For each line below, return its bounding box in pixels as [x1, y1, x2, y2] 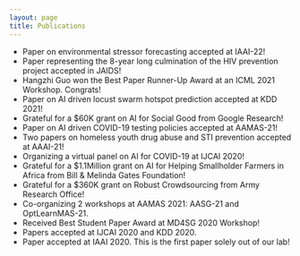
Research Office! [21, 189, 85, 200]
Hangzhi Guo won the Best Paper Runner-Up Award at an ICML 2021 [21, 74, 276, 85]
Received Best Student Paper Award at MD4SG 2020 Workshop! [21, 217, 261, 228]
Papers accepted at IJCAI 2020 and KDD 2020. [21, 226, 197, 237]
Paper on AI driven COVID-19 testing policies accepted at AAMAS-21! [21, 122, 279, 132]
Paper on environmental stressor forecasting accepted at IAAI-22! [21, 46, 266, 56]
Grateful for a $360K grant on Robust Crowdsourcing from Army [21, 179, 260, 190]
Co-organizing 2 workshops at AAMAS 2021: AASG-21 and [21, 198, 240, 209]
